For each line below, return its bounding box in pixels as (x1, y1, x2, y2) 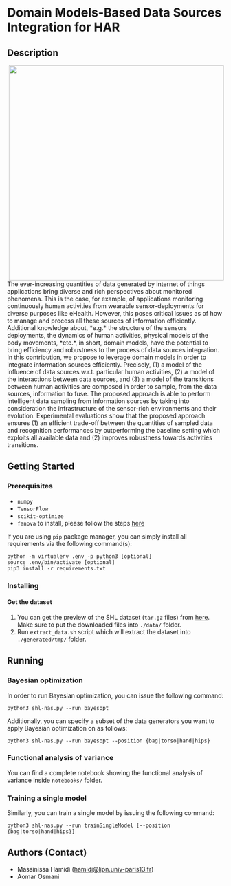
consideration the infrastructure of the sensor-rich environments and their (7, 404, 217, 412)
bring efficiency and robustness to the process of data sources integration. (7, 346, 220, 354)
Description (7, 47, 58, 58)
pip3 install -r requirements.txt (7, 565, 107, 572)
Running (7, 655, 45, 667)
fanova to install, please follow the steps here (16, 519, 145, 527)
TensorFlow (16, 506, 49, 512)
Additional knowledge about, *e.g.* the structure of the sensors (7, 324, 188, 332)
